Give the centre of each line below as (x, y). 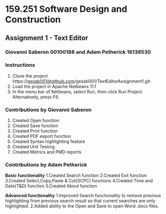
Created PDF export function (42, 136)
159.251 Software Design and (66, 9)
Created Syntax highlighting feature (49, 141)
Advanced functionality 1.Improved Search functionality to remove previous (83, 196)
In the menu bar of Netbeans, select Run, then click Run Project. (78, 91)
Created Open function (36, 121)
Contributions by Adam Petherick (46, 165)
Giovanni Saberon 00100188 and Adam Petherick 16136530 (78, 52)
